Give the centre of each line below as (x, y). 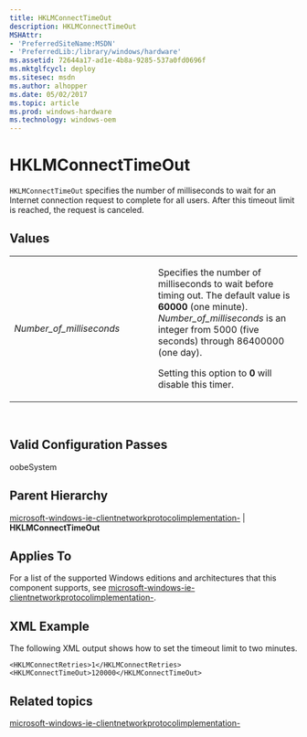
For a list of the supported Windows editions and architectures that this (143, 578)
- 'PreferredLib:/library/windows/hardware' (95, 52)
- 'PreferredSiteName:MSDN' (63, 43)
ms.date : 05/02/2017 (49, 94)
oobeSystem (33, 466)
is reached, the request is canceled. (77, 210)
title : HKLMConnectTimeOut (61, 18)
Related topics (51, 701)
